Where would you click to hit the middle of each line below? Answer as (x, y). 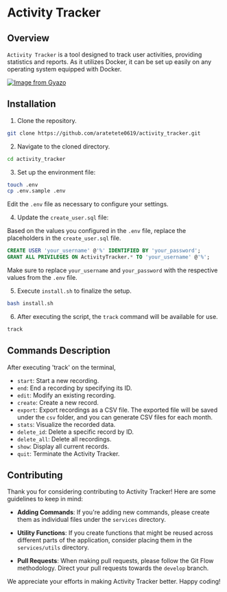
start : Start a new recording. (58, 380)
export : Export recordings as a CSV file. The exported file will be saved (117, 410)
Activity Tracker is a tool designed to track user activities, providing (105, 54)
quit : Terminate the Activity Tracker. (68, 453)
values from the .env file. (42, 278)
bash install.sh (30, 304)
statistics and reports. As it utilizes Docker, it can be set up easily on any (109, 62)
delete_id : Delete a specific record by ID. (75, 432)
